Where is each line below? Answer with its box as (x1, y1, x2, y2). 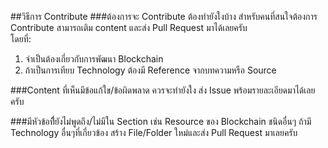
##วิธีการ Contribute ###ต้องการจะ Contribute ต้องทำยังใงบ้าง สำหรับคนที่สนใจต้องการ (10, 11, 318, 22)
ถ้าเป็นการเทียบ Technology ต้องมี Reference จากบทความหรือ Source (24, 64, 277, 76)
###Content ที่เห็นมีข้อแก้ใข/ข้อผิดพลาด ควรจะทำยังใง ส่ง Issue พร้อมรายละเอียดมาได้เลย (10, 84, 316, 96)
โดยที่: (10, 33, 32, 45)
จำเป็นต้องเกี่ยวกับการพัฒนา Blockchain (24, 53, 164, 65)
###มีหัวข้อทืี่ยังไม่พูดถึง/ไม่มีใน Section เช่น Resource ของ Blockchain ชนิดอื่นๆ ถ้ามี (10, 116, 312, 127)
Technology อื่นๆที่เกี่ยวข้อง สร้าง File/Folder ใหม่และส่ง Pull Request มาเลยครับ (10, 127, 298, 138)
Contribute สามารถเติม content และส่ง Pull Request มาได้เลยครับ (10, 22, 248, 33)
